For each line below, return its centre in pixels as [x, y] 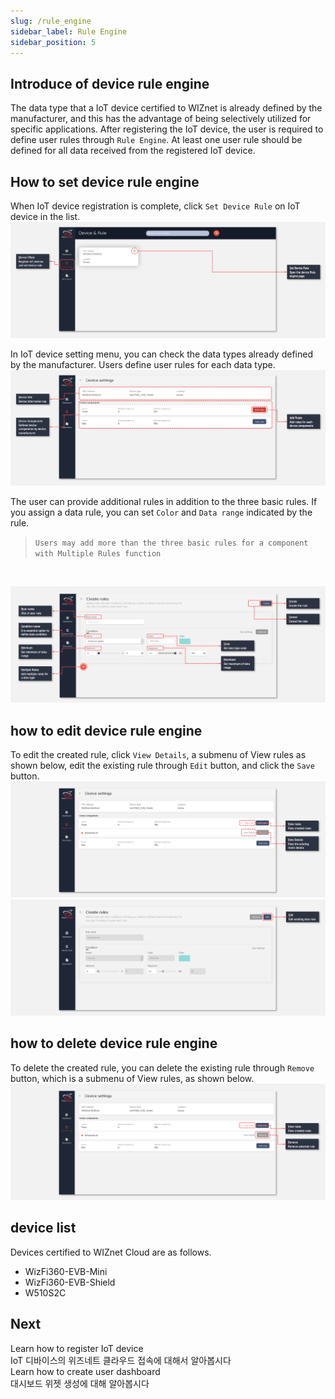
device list [43, 1228]
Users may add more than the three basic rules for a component [171, 543]
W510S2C [45, 1292]
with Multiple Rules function [98, 554]
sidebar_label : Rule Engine [69, 31]
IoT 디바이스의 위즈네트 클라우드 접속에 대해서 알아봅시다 [121, 1360]
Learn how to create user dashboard [85, 1371]
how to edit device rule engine [106, 730]
